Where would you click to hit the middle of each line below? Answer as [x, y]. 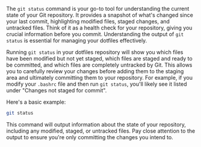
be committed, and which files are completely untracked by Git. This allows [99, 65]
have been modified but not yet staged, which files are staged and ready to [99, 58]
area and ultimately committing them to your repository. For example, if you [99, 78]
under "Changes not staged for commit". [57, 90]
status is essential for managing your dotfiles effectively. [77, 40]
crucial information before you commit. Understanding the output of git [95, 34]
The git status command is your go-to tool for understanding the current [98, 9]
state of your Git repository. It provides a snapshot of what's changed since [100, 15]
